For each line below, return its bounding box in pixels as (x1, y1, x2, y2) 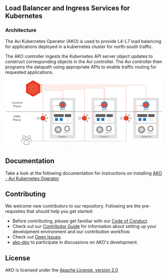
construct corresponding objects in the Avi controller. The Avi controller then (5, 58, 163, 64)
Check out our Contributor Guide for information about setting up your (12, 223, 157, 229)
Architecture (5, 27, 37, 34)
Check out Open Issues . (12, 234, 62, 240)
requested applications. (5, 69, 54, 75)
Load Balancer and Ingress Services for (5, 4, 130, 12)
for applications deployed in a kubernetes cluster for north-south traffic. (5, 43, 153, 49)
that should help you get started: (26, 208, 94, 214)
